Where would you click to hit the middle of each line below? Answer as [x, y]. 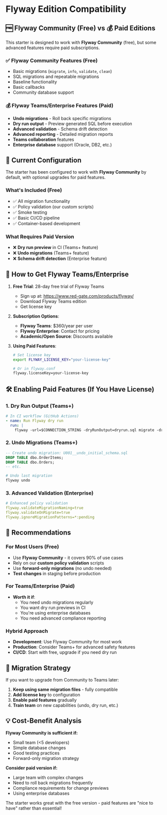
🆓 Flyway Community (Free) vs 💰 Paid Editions [81, 28]
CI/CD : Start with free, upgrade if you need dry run [65, 652]
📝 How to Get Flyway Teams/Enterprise [67, 275]
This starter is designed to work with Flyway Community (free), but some [81, 42]
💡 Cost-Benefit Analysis [44, 721]
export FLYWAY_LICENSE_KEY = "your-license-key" [62, 360]
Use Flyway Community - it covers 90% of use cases [68, 558]
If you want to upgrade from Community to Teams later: [62, 680]
